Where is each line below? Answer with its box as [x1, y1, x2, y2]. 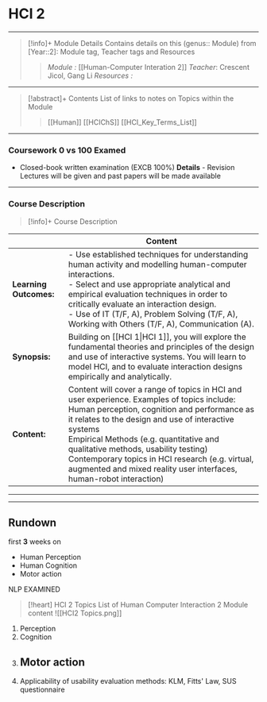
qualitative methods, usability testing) [68, 443, 208, 454]
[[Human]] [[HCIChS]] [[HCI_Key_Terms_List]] [47, 117, 197, 127]
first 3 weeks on [8, 537, 61, 546]
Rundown [8, 515, 57, 529]
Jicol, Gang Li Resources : [47, 71, 133, 80]
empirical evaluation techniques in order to [68, 288, 228, 299]
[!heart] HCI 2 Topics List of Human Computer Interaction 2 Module [27, 600, 249, 610]
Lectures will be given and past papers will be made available [19, 172, 221, 181]
